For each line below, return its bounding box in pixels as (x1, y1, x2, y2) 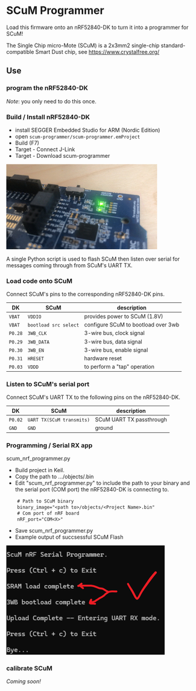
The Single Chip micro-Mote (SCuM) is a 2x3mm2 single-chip (6, 42, 160, 49)
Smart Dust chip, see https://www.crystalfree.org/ (35, 48, 160, 55)
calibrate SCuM (6, 664, 53, 672)
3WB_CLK (27, 331, 47, 337)
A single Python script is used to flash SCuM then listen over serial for (6, 255, 180, 262)
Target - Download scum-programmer (14, 152, 110, 159)
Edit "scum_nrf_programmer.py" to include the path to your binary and (14, 479, 190, 487)
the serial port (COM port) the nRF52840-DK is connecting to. (14, 486, 169, 493)
